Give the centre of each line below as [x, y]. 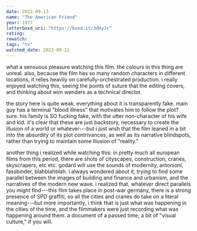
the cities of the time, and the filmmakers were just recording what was [92, 209]
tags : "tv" [19, 45]
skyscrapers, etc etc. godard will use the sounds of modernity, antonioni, [95, 165]
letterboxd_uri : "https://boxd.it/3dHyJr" [59, 28]
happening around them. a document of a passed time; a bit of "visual [91, 215]
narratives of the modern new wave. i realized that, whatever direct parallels [98, 184]
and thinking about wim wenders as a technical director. [74, 92]
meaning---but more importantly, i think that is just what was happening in [96, 203]
